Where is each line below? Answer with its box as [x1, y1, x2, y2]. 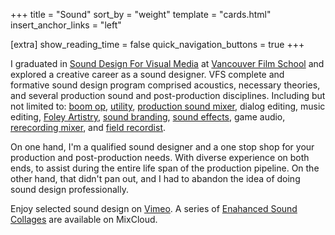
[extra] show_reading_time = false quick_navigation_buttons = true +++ [10, 39, 305, 50]
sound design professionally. [10, 184, 129, 195]
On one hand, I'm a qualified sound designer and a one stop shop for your [10, 141, 315, 153]
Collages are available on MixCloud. [10, 214, 158, 225]
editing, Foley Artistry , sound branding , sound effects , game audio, [10, 111, 286, 123]
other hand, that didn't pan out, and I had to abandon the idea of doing [10, 173, 301, 184]
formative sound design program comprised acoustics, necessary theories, [10, 79, 321, 91]
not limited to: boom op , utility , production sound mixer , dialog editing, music [10, 100, 326, 112]
